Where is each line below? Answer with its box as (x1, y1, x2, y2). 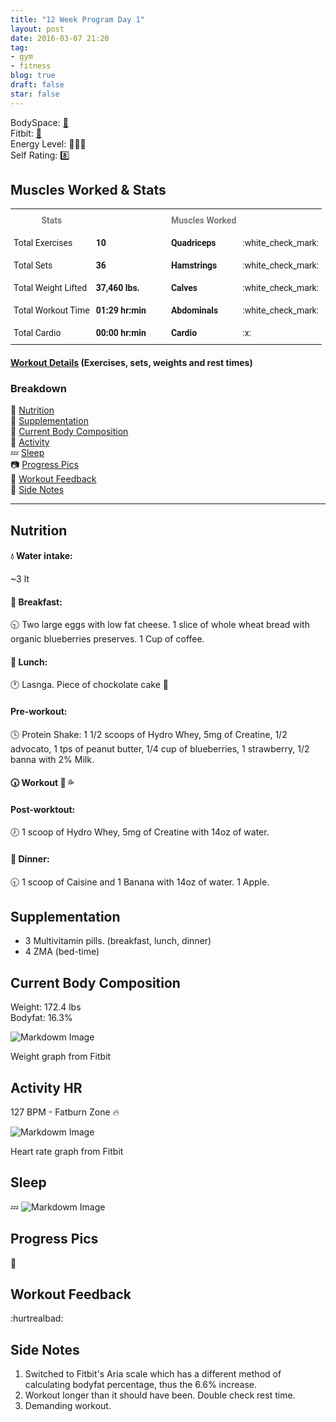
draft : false (10, 80, 65, 90)
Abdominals (170, 305, 219, 316)
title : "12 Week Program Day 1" (10, 14, 145, 25)
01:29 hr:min (95, 305, 147, 316)
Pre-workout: (10, 705, 68, 717)
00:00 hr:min (95, 327, 147, 339)
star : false (10, 89, 60, 99)
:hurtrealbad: (10, 1312, 64, 1325)
